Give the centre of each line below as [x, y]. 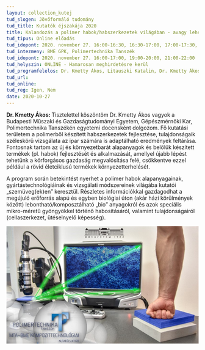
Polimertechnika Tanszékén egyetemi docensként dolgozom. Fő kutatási [97, 128]
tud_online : [21, 84]
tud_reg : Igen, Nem [31, 90]
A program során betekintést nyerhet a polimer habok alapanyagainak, [95, 178]
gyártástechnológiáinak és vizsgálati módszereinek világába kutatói [91, 185]
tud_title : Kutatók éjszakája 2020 [52, 26]
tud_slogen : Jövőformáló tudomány [50, 19]
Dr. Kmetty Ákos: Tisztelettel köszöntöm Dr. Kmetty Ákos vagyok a [91, 115]
